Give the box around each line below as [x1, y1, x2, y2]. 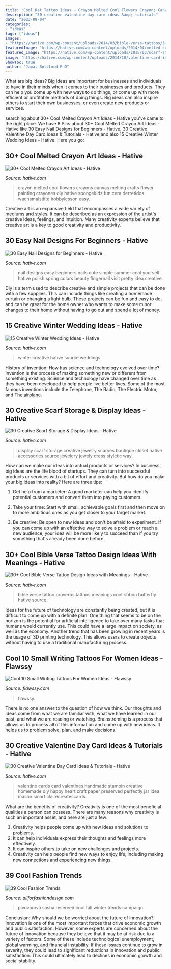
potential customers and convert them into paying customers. [12, 494, 142, 501]
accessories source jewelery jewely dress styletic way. [17, 453, 133, 459]
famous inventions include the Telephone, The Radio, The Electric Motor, [5, 386, 158, 392]
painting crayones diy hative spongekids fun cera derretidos [17, 190, 145, 196]
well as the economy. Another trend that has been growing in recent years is [5, 628, 165, 634]
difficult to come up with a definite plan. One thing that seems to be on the [5, 612, 161, 619]
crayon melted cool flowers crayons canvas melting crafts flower [17, 184, 154, 191]
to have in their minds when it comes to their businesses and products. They [5, 84, 165, 90]
